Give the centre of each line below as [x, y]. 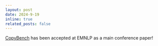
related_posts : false [28, 24]
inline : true [19, 19]
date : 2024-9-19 [22, 14]
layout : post [19, 10]
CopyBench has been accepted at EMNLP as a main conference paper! [79, 38]
